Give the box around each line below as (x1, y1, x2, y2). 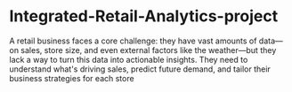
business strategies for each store (9, 73, 135, 83)
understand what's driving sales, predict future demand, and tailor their (9, 64, 272, 74)
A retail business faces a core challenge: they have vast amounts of (9, 35, 257, 46)
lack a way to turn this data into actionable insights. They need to (9, 54, 248, 65)
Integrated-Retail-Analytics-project (9, 6, 279, 27)
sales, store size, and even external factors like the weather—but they (20, 44, 277, 55)
